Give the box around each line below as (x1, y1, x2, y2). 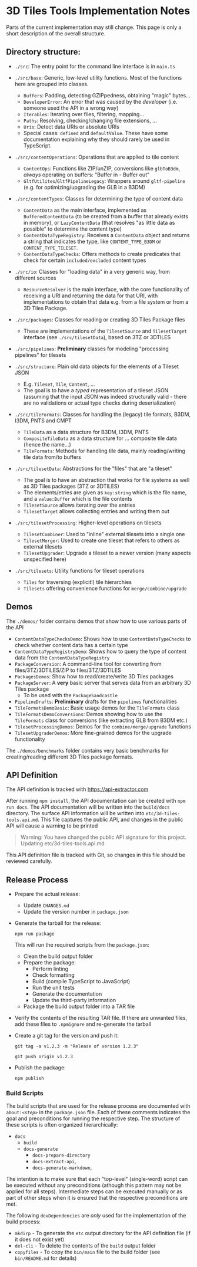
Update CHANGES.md (23, 902, 69, 909)
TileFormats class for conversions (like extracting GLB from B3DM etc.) (14, 717, 188, 724)
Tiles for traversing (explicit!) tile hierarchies (23, 578, 132, 585)
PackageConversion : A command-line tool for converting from (14, 660, 162, 667)
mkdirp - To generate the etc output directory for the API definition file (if (14, 1230, 191, 1237)
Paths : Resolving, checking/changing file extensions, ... (23, 117, 157, 124)
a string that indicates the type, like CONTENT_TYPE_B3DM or (23, 238, 162, 245)
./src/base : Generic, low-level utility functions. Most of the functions (14, 74, 182, 81)
